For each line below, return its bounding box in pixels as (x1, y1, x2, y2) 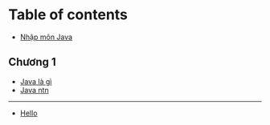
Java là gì (19, 76, 52, 86)
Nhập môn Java (19, 32, 73, 42)
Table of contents (8, 6, 129, 24)
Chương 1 (8, 55, 56, 69)
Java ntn (19, 85, 50, 95)
